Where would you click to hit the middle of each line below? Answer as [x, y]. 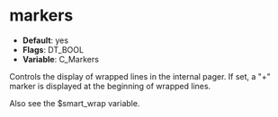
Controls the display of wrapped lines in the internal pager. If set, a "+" [140, 76]
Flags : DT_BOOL [53, 49]
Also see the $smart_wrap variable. [75, 103]
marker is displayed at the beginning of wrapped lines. [110, 86]
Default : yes [45, 40]
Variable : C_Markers [60, 59]
